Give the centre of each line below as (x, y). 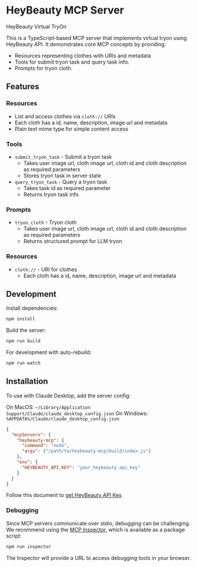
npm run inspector (29, 546)
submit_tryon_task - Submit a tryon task (63, 157)
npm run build (24, 341)
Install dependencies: (32, 308)
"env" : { (27, 462)
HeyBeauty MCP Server (65, 10)
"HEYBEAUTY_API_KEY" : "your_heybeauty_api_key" (81, 467)
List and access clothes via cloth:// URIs (65, 116)
